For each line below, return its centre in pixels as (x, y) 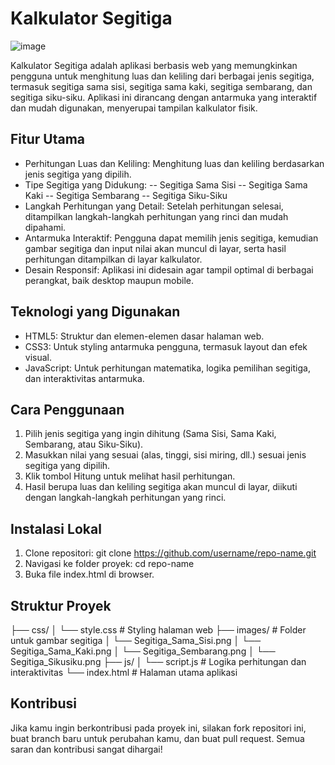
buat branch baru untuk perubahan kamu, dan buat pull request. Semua (157, 738)
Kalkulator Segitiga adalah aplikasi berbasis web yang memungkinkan (154, 65)
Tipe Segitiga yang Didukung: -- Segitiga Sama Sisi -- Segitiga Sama (166, 184)
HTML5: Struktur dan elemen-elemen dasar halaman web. (144, 336)
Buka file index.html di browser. (89, 574)
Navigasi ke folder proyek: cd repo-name (109, 564)
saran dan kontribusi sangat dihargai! (86, 749)
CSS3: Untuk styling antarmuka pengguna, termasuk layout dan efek (166, 346)
